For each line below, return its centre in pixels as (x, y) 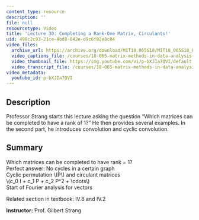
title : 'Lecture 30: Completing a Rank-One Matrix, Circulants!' (88, 34)
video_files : (22, 45)
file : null (20, 23)
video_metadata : (26, 73)
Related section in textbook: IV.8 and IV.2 (56, 199)
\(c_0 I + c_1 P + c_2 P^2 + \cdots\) (48, 181)
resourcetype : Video (32, 28)
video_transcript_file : (41, 67)
